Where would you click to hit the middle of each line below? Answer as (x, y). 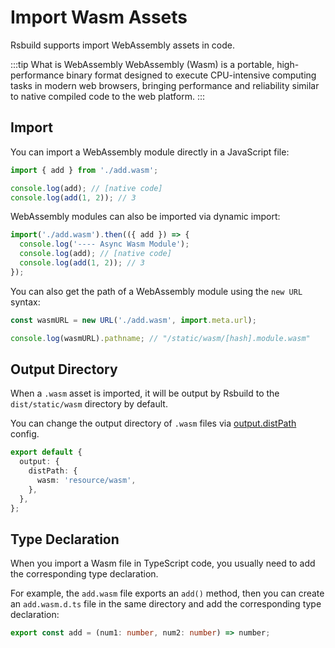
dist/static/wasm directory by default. (89, 404)
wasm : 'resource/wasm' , (86, 480)
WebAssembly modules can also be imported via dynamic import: (145, 217)
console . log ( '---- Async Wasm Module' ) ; (104, 244)
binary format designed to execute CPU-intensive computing (191, 75)
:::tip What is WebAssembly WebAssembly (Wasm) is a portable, (142, 64)
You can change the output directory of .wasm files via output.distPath (153, 423)
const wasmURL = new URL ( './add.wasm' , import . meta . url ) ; (133, 320)
